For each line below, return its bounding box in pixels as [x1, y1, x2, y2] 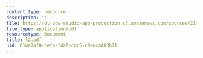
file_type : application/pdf [6, 25, 77, 32]
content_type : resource [6, 8, 66, 15]
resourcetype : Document [6, 31, 66, 37]
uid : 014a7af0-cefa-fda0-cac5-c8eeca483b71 [6, 43, 118, 49]
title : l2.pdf [6, 37, 42, 43]
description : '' [6, 14, 47, 21]
